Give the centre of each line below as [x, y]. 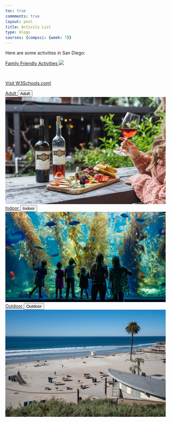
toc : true [16, 11]
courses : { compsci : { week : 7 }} [38, 38]
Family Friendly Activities [32, 63]
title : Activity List [28, 27]
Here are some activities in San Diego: [45, 53]
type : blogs [18, 32]
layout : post [19, 21]
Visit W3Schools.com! [28, 83]
